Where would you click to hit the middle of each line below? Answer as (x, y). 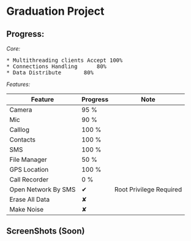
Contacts (22, 140)
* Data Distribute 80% (50, 73)
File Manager (28, 159)
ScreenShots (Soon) (46, 231)
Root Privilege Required (148, 189)
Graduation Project (55, 11)
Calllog (19, 130)
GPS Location (29, 170)
